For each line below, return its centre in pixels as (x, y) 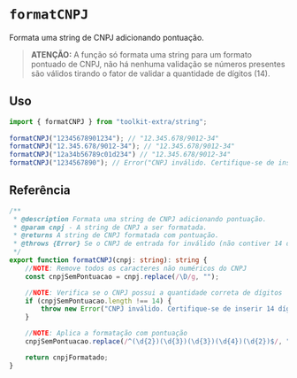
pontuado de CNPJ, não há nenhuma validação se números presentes (158, 64)
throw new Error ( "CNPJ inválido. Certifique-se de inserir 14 (158, 309)
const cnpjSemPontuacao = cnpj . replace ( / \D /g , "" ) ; (122, 276)
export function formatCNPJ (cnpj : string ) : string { (108, 260)
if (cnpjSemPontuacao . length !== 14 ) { (99, 301)
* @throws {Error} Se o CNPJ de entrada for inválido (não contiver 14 (148, 244)
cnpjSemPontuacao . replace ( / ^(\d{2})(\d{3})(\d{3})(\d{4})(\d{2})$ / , (154, 342)
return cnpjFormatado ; (67, 357)
